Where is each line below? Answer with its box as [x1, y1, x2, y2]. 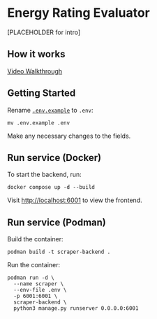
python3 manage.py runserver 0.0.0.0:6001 [13, 305, 139, 312]
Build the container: [7, 235, 63, 243]
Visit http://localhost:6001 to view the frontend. [7, 196, 142, 204]
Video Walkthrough [7, 66, 63, 75]
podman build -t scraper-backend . [7, 248, 111, 256]
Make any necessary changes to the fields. [7, 132, 131, 140]
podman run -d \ [7, 274, 54, 281]
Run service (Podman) [7, 216, 106, 228]
